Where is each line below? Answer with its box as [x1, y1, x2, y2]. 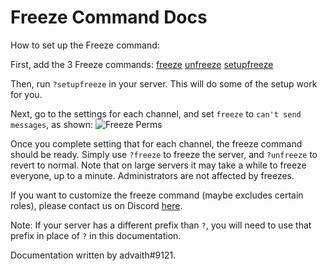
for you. [10, 88, 43, 100]
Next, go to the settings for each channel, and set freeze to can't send [10, 107, 302, 120]
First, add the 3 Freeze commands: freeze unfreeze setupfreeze [10, 58, 274, 70]
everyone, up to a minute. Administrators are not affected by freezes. [10, 169, 295, 181]
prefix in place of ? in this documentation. [10, 229, 182, 241]
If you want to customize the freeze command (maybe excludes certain [10, 189, 304, 201]
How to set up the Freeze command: [10, 39, 160, 51]
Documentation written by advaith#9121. [10, 249, 177, 261]
